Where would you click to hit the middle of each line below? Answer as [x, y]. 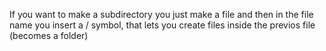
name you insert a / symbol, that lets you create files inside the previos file [162, 25]
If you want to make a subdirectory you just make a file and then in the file [161, 14]
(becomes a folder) [49, 35]
